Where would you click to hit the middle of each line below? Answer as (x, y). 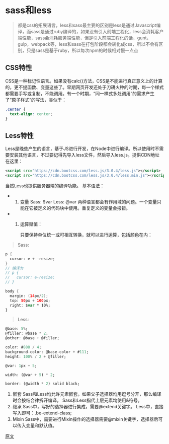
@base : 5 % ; (17, 329)
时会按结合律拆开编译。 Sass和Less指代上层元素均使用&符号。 (77, 400)
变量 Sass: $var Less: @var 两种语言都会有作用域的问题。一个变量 (89, 201)
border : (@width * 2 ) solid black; (43, 384)
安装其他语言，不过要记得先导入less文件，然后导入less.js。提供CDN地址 (84, 155)
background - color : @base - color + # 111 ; (47, 352)
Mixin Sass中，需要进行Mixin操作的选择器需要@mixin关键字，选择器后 (85, 419)
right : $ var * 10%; (30, 305)
